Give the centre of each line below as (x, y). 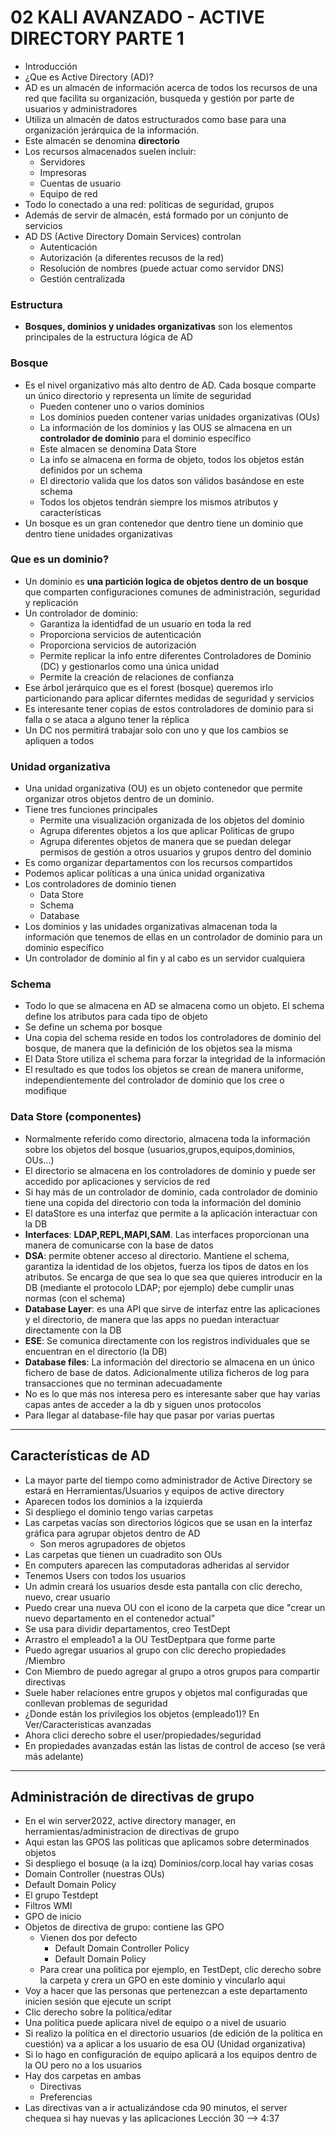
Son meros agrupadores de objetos (112, 1543)
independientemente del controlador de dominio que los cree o (154, 1080)
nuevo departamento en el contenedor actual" (120, 1618)
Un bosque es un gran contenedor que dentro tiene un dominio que (164, 523)
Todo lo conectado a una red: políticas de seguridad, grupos (149, 204)
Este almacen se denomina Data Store (118, 448)
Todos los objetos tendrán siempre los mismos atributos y (158, 502)
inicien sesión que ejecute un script (98, 2002)
